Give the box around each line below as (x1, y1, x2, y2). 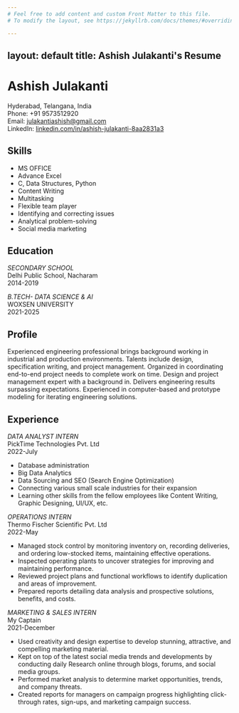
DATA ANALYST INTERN (7, 432, 79, 441)
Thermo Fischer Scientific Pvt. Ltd (7, 520, 107, 529)
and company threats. (17, 682, 83, 691)
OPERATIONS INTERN (7, 513, 72, 522)
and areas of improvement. (17, 579, 97, 588)
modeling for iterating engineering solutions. (7, 393, 137, 401)
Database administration (17, 461, 90, 470)
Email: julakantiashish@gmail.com (7, 117, 107, 125)
